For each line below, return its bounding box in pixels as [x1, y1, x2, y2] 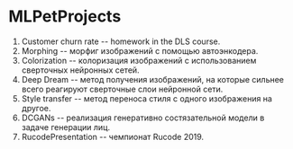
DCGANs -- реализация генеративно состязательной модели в [21, 112, 265, 123]
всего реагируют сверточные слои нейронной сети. [21, 83, 224, 94]
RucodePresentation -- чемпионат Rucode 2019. [21, 131, 205, 142]
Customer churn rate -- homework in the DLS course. [21, 36, 221, 47]
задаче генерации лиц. [21, 121, 110, 132]
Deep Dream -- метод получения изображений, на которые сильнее [21, 74, 285, 84]
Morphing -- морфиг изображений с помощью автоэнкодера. [21, 45, 259, 56]
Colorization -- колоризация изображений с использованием [21, 55, 257, 66]
